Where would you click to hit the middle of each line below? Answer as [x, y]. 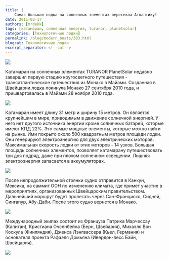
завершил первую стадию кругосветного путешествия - [66, 77]
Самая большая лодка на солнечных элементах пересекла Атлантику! [86, 15]
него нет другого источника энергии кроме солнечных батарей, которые [85, 123]
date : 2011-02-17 [24, 19]
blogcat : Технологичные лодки [37, 43]
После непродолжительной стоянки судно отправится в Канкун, [75, 180]
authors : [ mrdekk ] [25, 24]
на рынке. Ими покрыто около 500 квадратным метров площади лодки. [83, 134]
